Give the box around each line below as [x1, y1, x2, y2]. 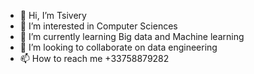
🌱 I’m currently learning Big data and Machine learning [19, 31, 245, 42]
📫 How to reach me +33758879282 [19, 53, 170, 64]
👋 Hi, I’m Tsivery [19, 10, 87, 21]
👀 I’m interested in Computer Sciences [19, 20, 178, 32]
